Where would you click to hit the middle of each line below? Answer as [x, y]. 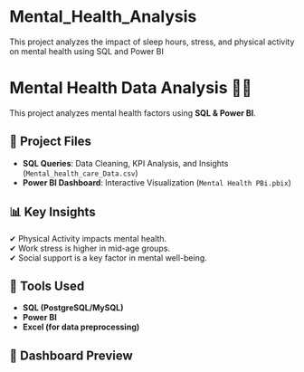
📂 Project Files [51, 142]
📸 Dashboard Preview [71, 355]
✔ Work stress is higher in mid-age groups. [90, 248]
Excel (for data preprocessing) [81, 327]
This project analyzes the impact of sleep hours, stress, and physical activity [152, 42]
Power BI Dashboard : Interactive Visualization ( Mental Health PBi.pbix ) [157, 182]
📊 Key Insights [53, 212]
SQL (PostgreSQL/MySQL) [73, 308]
